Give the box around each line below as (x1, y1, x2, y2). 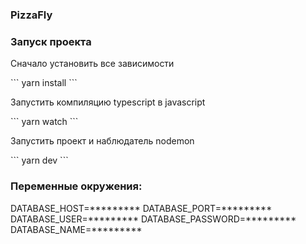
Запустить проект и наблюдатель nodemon (10, 135, 195, 147)
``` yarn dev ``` (10, 154, 69, 167)
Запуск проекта (10, 34, 92, 48)
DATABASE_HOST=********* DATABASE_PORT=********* (10, 202, 273, 214)
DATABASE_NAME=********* (10, 223, 143, 235)
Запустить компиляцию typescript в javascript (10, 96, 206, 108)
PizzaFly (10, 8, 53, 22)
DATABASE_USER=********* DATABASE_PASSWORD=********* (10, 213, 297, 225)
